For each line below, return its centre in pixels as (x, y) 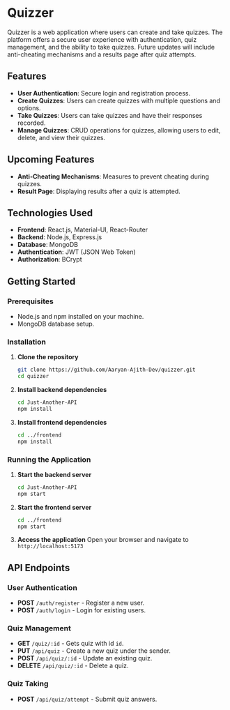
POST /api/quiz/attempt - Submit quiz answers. (87, 699)
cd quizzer (33, 377)
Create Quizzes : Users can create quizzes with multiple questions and (119, 100)
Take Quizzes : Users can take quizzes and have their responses (110, 115)
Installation (27, 342)
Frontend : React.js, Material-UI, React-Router (83, 230)
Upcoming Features (51, 159)
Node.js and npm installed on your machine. (80, 317)
